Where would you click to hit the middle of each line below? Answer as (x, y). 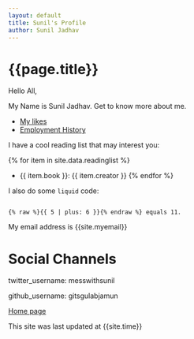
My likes (33, 121)
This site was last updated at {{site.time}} (75, 326)
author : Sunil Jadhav (44, 30)
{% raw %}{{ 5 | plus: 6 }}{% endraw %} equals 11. (95, 212)
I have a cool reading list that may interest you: (84, 145)
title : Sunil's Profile (47, 23)
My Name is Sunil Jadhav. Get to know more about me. (97, 106)
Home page (27, 311)
